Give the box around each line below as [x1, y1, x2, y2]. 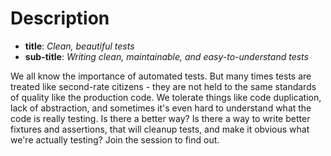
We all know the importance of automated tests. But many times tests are [10, 70, 312, 82]
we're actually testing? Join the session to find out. [10, 133, 220, 146]
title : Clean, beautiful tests [24, 40, 135, 52]
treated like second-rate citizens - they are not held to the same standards [10, 80, 317, 92]
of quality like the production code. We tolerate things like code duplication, [10, 91, 322, 103]
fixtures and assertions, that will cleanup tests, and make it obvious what [10, 123, 310, 135]
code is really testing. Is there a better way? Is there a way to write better [10, 112, 311, 124]
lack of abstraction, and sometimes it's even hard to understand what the [10, 102, 312, 114]
